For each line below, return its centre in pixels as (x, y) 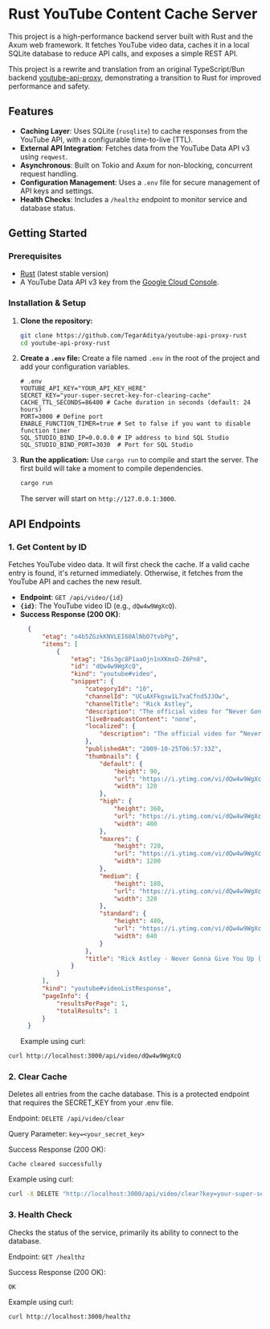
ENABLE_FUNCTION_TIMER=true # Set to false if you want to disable (135, 424)
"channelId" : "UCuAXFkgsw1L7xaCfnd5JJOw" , (157, 696)
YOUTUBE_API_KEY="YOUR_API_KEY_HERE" (83, 389)
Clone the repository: (56, 321)
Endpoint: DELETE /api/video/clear (67, 1118)
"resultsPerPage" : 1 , (92, 1004)
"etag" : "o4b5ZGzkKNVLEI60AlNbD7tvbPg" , (110, 636)
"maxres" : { (119, 838)
